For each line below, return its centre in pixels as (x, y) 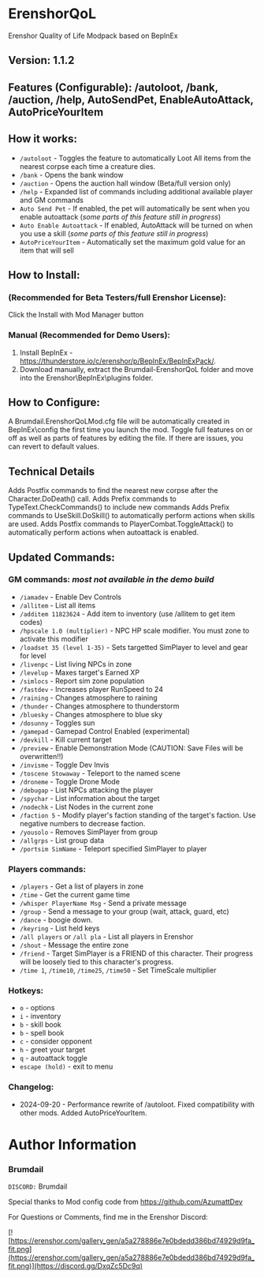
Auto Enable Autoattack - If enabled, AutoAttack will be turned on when (136, 225)
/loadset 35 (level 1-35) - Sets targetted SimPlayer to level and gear (134, 647)
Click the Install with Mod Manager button (76, 315)
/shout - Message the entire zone (74, 945)
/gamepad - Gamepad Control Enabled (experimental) (105, 731)
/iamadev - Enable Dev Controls (71, 596)
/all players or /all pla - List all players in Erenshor (106, 937)
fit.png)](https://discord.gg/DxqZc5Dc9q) (76, 1266)
